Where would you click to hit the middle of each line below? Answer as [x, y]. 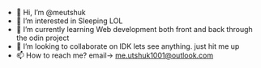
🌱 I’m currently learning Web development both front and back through [134, 29]
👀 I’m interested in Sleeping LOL [69, 21]
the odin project [43, 38]
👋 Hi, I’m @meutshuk [51, 12]
